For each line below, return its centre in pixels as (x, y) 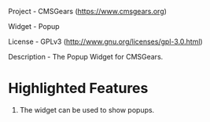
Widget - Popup (34, 26)
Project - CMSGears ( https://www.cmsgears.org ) (88, 11)
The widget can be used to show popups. (87, 109)
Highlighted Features (78, 88)
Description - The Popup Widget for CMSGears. (86, 57)
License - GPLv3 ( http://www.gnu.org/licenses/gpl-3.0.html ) (105, 41)
